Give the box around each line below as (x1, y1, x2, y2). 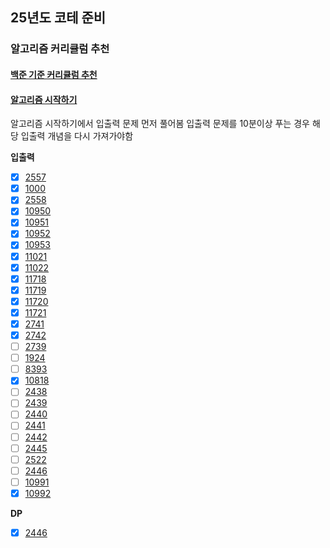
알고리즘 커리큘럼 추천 (10, 42, 110, 56)
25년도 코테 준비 (10, 9, 107, 27)
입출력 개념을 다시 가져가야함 (20, 130, 134, 142)
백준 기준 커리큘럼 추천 (10, 68, 98, 80)
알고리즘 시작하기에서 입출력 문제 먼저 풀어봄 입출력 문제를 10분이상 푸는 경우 (10, 118, 310, 130)
